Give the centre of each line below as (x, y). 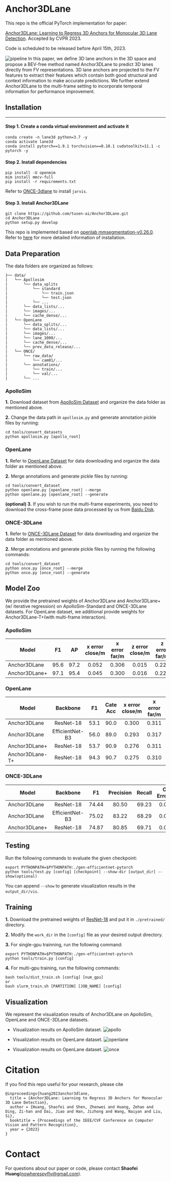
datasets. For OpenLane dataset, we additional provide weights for (75, 611)
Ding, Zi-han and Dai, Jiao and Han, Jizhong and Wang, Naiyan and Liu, (84, 1112)
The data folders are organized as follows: (50, 266)
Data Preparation (33, 254)
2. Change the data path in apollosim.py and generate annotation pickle (81, 418)
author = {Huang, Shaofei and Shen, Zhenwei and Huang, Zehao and (82, 1107)
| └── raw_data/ (29, 356)
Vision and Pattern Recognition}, (42, 1125)
